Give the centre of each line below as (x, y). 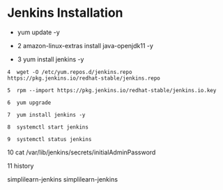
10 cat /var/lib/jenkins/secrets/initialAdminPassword (82, 152)
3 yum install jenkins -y (51, 59)
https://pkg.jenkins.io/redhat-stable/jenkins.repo (84, 78)
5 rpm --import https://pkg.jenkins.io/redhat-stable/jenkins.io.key (112, 90)
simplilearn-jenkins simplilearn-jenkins (63, 179)
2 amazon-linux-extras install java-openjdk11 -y (85, 45)
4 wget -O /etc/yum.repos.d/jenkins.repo (70, 72)
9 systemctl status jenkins (49, 139)
